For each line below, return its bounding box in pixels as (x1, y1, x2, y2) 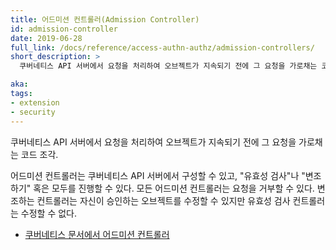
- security (10, 107, 56, 117)
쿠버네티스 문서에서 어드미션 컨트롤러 (24, 228, 170, 240)
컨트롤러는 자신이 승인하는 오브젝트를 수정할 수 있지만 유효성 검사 (36, 194, 291, 206)
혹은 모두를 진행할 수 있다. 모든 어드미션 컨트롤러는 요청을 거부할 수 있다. (33, 182, 315, 194)
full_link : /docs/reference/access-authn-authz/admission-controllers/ (10, 42, 315, 53)
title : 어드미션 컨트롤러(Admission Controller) (10, 14, 200, 25)
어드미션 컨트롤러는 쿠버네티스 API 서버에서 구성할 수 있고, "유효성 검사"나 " (10, 169, 306, 181)
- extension (10, 97, 60, 108)
